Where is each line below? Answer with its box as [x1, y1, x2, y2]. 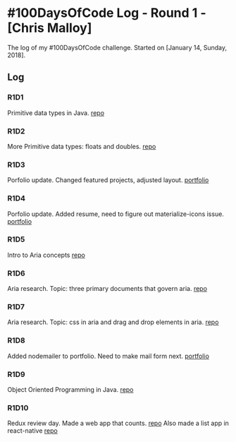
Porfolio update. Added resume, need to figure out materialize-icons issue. [7, 210, 224, 218]
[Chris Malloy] [7, 20, 92, 36]
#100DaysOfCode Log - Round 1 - [7, 5, 206, 21]
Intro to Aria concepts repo [7, 251, 86, 259]
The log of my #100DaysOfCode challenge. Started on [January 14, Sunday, [7, 43, 228, 52]
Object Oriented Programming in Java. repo [7, 386, 134, 393]
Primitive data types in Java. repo [7, 108, 104, 117]
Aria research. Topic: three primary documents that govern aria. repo [7, 285, 208, 293]
